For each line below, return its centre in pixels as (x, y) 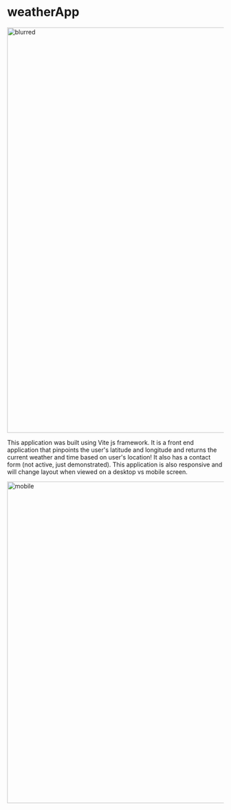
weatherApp (43, 12)
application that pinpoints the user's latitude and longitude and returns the (112, 450)
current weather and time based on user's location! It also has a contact (109, 457)
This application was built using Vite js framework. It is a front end (101, 442)
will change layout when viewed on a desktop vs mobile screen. (97, 472)
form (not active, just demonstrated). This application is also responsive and (115, 464)
